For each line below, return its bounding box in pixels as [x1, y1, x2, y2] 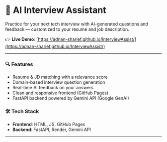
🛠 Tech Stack [5, 108, 39, 115]
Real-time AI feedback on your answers [12, 85, 93, 91]
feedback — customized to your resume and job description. [5, 26, 129, 32]
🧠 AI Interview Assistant [5, 4, 106, 16]
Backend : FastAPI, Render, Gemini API [12, 127, 91, 133]
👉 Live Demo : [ [5, 36, 38, 42]
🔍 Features [5, 61, 33, 68]
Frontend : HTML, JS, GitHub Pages [12, 121, 85, 127]
